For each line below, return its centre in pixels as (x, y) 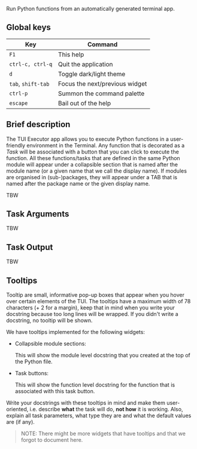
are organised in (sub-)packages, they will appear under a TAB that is (92, 177)
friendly (16, 145)
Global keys (28, 27)
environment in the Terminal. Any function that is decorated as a (106, 145)
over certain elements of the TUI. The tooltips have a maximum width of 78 (99, 302)
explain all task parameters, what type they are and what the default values (99, 415)
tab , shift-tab (29, 83)
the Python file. (34, 361)
